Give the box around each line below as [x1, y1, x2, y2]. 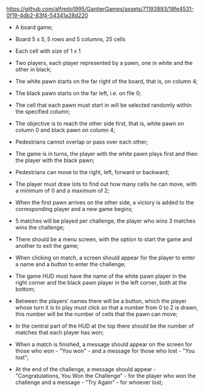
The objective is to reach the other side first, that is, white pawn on [15, 120, 184, 127]
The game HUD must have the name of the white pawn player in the [15, 272, 187, 280]
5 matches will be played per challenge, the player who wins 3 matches [15, 217, 196, 225]
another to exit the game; [15, 242, 79, 249]
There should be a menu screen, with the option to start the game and [15, 236, 192, 243]
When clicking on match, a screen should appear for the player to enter [15, 254, 195, 261]
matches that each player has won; [15, 329, 104, 336]
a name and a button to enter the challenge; [15, 261, 126, 267]
